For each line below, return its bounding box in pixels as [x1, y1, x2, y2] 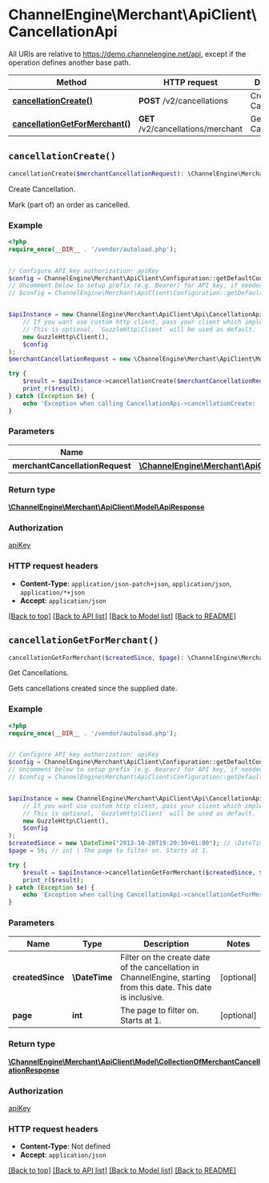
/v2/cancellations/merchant [139, 123, 243, 134]
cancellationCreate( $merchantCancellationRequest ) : [8, 170, 184, 178]
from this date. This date [119, 981, 212, 992]
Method [55, 76, 87, 87]
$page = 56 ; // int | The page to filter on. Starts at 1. [8, 847, 210, 855]
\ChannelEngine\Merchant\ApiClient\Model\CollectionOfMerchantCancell [8, 1056, 261, 1066]
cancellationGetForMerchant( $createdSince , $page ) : [8, 654, 184, 662]
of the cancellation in [119, 961, 199, 972]
